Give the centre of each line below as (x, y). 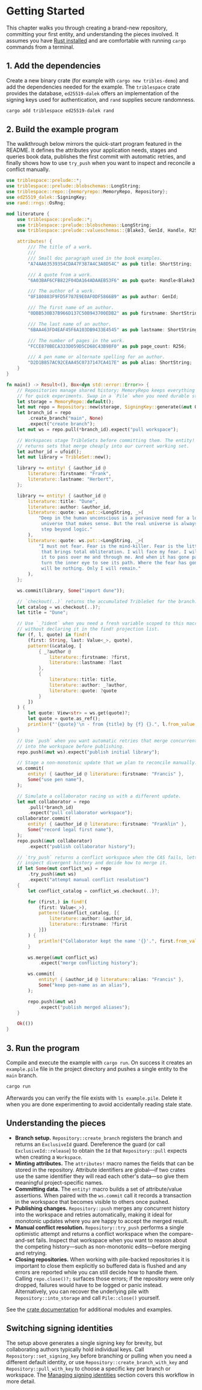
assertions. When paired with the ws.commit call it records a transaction (103, 1195)
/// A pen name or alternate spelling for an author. (96, 357)
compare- (181, 1233)
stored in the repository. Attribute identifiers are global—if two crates (100, 1170)
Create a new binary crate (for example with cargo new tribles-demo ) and (97, 80)
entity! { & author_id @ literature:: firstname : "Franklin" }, (107, 824)
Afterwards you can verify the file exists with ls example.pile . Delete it (94, 1098)
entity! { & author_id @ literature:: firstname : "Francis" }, (106, 774)
